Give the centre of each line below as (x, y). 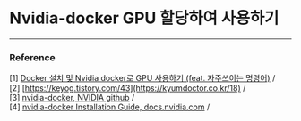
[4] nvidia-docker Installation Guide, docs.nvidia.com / (110, 107)
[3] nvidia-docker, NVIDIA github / (72, 98)
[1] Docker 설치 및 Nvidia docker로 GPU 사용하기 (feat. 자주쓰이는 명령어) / (142, 78)
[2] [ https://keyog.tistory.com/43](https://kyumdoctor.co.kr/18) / (128, 88)
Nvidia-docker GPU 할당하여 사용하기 (144, 18)
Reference (32, 57)
